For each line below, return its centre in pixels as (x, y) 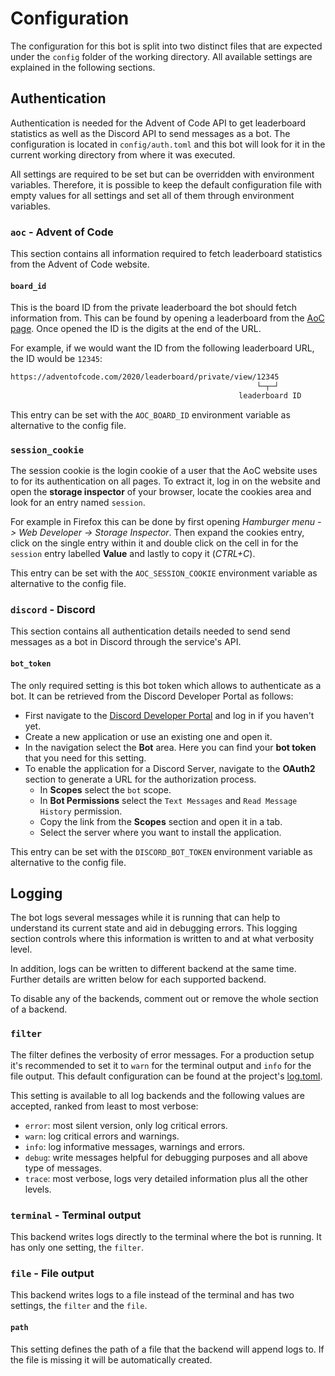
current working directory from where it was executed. (123, 154)
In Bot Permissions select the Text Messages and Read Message (168, 800)
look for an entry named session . (78, 503)
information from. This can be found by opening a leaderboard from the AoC (167, 318)
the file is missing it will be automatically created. (111, 1359)
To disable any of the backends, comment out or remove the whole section (164, 999)
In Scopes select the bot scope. (105, 789)
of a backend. (39, 1009)
